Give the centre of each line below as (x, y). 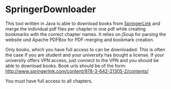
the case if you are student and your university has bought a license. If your (85, 55)
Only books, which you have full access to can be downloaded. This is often (85, 49)
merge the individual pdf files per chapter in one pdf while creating (76, 28)
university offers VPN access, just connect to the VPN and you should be (82, 60)
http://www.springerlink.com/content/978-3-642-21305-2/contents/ (77, 71)
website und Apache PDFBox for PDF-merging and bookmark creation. (80, 40)
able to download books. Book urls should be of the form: (66, 66)
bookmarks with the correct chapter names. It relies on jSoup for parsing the (86, 34)
